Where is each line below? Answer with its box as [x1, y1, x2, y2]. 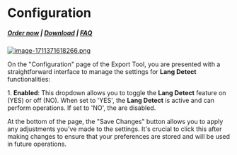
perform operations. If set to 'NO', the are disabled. [7, 104, 156, 112]
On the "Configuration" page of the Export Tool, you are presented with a [7, 60, 221, 68]
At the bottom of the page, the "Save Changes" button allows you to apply [7, 118, 224, 126]
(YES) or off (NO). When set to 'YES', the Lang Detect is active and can [7, 97, 214, 105]
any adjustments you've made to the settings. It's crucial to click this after [7, 125, 222, 133]
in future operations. [7, 139, 67, 149]
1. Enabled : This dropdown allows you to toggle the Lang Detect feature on [7, 89, 226, 97]
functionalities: [7, 75, 51, 84]
